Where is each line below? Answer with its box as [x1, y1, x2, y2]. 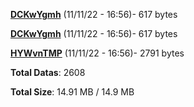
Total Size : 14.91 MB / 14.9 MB [10, 86, 135, 98]
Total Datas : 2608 [10, 67, 86, 78]
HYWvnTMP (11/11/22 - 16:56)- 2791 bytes [10, 47, 185, 59]
